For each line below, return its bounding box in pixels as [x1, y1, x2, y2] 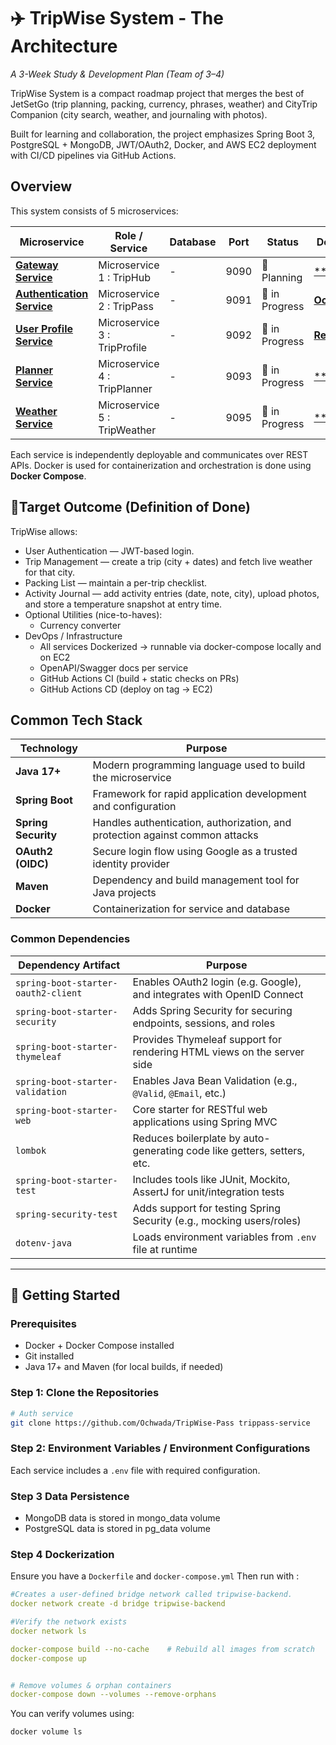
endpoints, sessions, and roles [132, 1016, 276, 1030]
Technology [19, 741, 78, 755]
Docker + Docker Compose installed [24, 1340, 175, 1352]
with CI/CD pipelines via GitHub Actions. [10, 149, 177, 161]
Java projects [92, 886, 157, 900]
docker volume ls [10, 1727, 83, 1737]
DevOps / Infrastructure [24, 630, 123, 642]
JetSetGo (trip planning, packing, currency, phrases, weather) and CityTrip [10, 98, 318, 110]
